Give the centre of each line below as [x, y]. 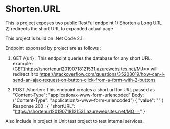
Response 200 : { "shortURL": [44, 106]
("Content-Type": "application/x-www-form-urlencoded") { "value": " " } [88, 100]
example [22, 63]
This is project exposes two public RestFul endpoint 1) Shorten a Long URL [84, 23]
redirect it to [26, 74]
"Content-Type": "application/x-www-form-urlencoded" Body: [78, 95]
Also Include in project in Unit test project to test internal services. [75, 121]
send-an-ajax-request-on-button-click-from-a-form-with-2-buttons [84, 80]
